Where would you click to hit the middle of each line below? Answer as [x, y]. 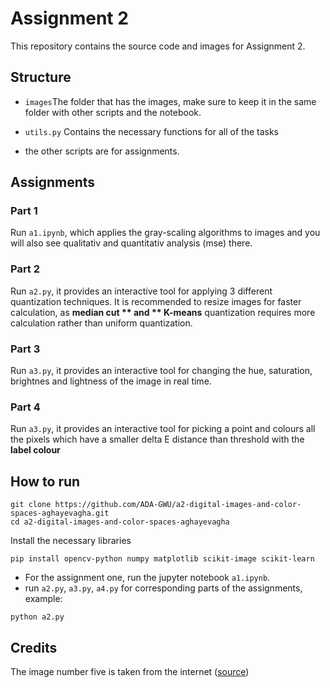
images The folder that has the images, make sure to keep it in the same [170, 101]
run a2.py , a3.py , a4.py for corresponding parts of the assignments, [163, 588]
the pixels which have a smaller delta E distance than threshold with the [157, 439]
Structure [41, 77]
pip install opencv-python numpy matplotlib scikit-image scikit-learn [162, 559]
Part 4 [25, 407]
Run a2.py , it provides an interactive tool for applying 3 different [141, 291]
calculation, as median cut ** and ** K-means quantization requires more [163, 312]
